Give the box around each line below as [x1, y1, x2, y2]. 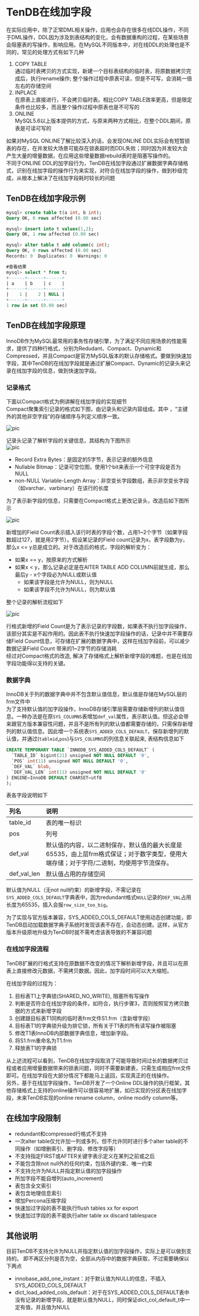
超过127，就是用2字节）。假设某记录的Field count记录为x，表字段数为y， [11, 536, 188, 543]
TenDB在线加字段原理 [6, 320, 86, 330]
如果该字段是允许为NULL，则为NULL [23, 578, 114, 585]
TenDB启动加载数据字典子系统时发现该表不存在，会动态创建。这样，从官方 [6, 921, 188, 929]
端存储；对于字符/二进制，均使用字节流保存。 [46, 859, 173, 867]
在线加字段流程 [6, 945, 49, 954]
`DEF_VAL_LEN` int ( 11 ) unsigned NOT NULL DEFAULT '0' [11, 769, 147, 775]
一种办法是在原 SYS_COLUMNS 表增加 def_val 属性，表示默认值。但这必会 [16, 713, 184, 720]
